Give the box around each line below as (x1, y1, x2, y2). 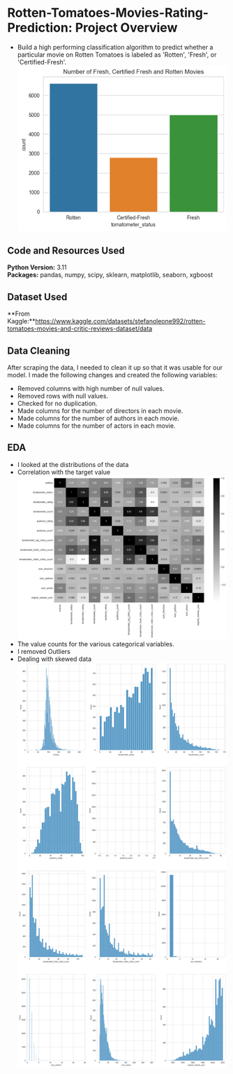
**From (7, 309, 30, 318)
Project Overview (75, 20, 178, 36)
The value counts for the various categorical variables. (17, 640, 174, 648)
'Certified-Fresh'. (17, 57, 67, 66)
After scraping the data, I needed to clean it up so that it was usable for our (7, 363, 223, 372)
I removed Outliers (17, 648, 71, 656)
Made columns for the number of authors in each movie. (17, 414, 180, 423)
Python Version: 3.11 (7, 263, 67, 272)
